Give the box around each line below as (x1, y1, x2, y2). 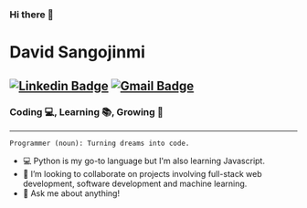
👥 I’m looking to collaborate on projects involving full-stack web (22, 168, 262, 179)
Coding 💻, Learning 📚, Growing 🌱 (9, 106, 164, 119)
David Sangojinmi (9, 42, 146, 63)
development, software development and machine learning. (22, 178, 248, 189)
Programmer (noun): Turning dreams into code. (9, 139, 190, 148)
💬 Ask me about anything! (22, 187, 121, 199)
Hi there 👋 (9, 8, 55, 21)
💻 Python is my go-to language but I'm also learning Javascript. (22, 155, 265, 166)
